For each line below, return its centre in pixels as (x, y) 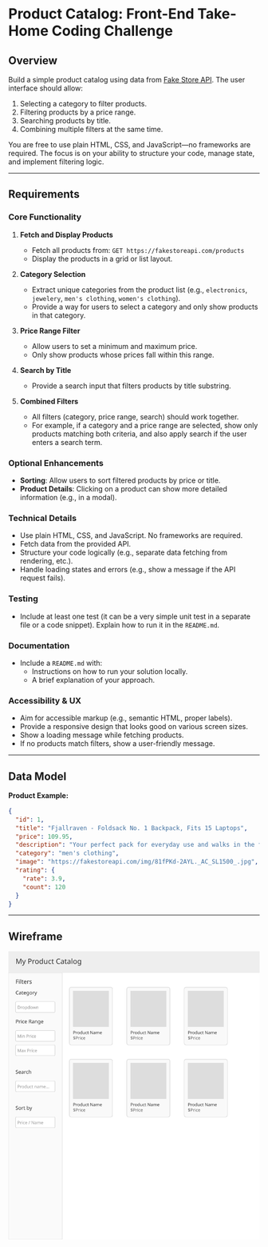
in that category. (59, 315)
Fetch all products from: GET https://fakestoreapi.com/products (138, 250)
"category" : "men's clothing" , (67, 853)
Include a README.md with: (61, 663)
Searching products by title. (65, 120)
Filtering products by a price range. (78, 112)
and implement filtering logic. (56, 162)
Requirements (44, 194)
